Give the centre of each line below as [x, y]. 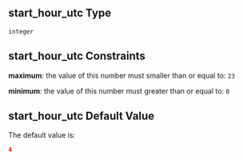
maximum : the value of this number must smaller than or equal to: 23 [122, 75]
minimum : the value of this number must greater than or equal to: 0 [119, 90]
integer [21, 31]
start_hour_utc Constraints [77, 56]
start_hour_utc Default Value [82, 116]
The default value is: [42, 135]
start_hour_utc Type [60, 13]
